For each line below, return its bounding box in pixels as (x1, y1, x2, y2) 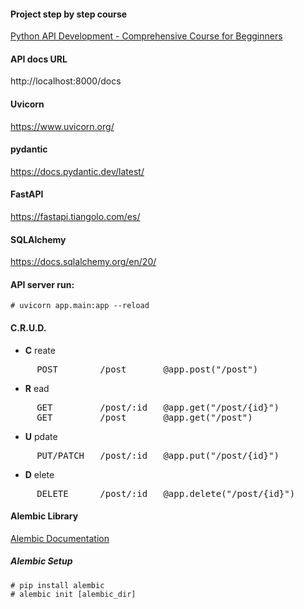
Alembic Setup (10, 555, 73, 567)
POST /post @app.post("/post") (36, 363, 259, 375)
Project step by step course (10, 8, 128, 20)
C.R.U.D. (10, 322, 47, 334)
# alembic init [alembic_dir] (10, 589, 137, 599)
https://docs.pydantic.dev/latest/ (10, 165, 145, 177)
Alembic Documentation (10, 532, 110, 544)
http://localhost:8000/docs (10, 75, 122, 87)
